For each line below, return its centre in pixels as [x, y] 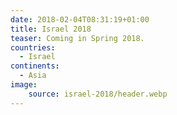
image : [24, 85]
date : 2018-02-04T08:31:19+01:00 [80, 19]
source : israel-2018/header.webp [98, 94]
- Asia [33, 76]
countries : [33, 47]
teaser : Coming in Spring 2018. [77, 38]
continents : [35, 66]
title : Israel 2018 [51, 29]
